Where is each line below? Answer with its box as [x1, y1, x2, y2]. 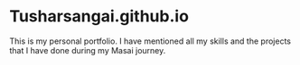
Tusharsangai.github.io [9, 6, 190, 27]
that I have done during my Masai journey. [9, 45, 166, 55]
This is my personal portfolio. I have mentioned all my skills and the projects [9, 36, 292, 46]
